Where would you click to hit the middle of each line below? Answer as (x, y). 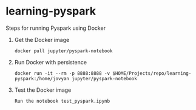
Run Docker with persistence (51, 62)
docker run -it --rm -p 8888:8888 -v (62, 73)
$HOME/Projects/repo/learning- (152, 73)
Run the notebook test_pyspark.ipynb (62, 101)
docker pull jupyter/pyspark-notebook (63, 51)
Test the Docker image (43, 90)
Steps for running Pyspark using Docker (56, 28)
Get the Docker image (42, 40)
